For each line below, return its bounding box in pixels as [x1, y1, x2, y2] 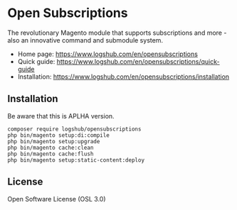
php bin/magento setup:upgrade [7, 138, 100, 145]
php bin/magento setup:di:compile [7, 131, 110, 139]
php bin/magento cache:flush [7, 150, 94, 157]
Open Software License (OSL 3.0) [7, 194, 106, 203]
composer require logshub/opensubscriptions [7, 126, 142, 133]
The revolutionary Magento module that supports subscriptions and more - [7, 28, 227, 37]
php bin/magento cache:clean [7, 144, 94, 151]
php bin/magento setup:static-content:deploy [7, 156, 144, 164]
